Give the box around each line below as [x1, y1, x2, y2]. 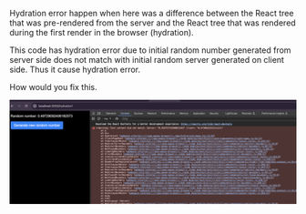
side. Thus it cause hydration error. [9, 64, 141, 75]
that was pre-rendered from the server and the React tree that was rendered [9, 17, 296, 28]
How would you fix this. [9, 82, 97, 92]
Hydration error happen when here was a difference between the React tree [9, 8, 294, 18]
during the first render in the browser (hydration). [9, 27, 194, 37]
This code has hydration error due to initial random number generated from [9, 45, 291, 56]
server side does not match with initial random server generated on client [9, 55, 285, 65]
